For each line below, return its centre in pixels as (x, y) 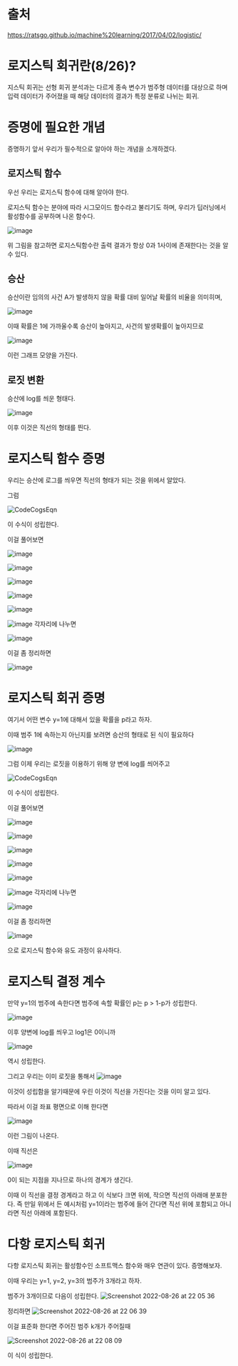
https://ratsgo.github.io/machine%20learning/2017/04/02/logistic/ (104, 35)
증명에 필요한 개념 (56, 128)
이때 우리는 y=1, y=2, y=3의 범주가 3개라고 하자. (75, 1281)
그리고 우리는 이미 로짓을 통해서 (51, 1077)
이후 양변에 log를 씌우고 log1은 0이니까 (62, 1032)
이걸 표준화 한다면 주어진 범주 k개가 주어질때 (69, 1326)
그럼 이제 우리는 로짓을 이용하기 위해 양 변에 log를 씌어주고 (89, 764)
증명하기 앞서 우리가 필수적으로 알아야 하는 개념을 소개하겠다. (92, 149)
